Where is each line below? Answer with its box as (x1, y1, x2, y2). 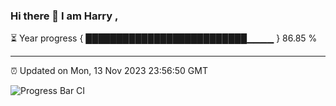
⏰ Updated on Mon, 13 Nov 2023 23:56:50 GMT (10, 65, 208, 77)
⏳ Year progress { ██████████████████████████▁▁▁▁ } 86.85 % (10, 32, 318, 44)
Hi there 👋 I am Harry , (10, 9, 119, 23)
